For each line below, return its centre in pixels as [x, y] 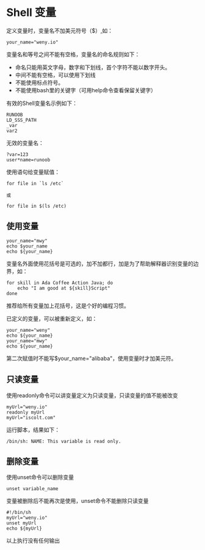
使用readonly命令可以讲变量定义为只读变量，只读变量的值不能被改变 [92, 395]
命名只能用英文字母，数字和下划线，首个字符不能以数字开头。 [93, 67]
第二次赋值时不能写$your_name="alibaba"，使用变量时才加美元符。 [92, 358]
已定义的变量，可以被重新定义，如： [52, 318]
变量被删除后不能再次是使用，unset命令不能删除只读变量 [77, 501]
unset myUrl [21, 523]
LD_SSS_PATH [21, 120]
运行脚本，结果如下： [33, 430]
